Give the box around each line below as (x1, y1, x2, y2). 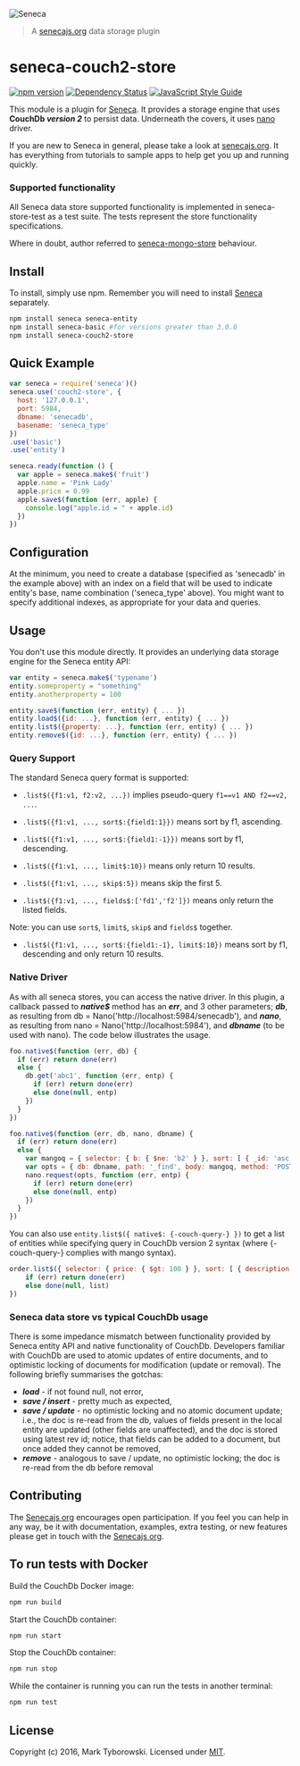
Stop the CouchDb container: (9, 1647, 117, 1658)
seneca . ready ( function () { (9, 462, 114, 471)
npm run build (9, 1597, 62, 1607)
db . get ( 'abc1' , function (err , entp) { (25, 1072, 174, 1081)
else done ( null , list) (25, 1281, 110, 1290)
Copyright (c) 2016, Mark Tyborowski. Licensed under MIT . (9, 1746, 226, 1757)
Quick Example (9, 356, 96, 371)
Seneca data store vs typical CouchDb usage (9, 1310, 209, 1323)
